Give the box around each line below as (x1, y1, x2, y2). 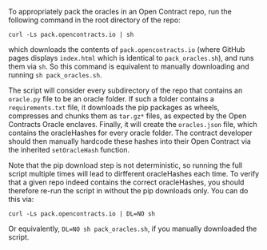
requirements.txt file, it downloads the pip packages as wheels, (8, 103, 220, 112)
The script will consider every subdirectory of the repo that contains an (8, 85, 243, 95)
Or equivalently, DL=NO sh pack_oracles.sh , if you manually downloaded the (8, 224, 257, 233)
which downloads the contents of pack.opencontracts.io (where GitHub (8, 45, 245, 54)
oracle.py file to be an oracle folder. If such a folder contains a (8, 94, 214, 103)
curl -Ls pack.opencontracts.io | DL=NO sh (8, 210, 156, 218)
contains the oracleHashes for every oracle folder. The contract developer (8, 128, 253, 137)
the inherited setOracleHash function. (8, 145, 130, 154)
